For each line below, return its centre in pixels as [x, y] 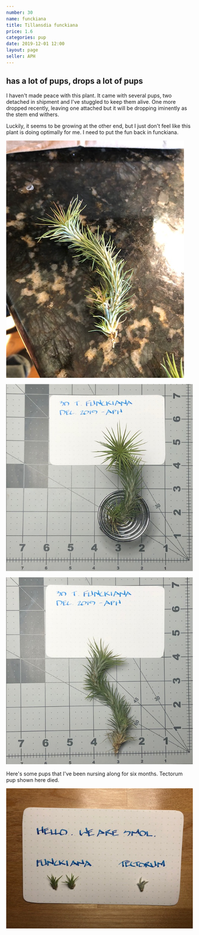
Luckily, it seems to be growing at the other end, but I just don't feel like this [98, 126]
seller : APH [21, 56]
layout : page [22, 50]
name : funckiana [26, 19]
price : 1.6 [20, 31]
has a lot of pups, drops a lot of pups [75, 81]
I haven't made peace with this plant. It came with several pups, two [89, 96]
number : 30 [20, 12]
